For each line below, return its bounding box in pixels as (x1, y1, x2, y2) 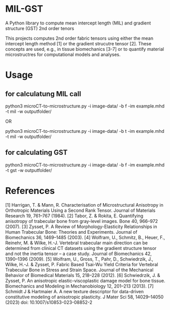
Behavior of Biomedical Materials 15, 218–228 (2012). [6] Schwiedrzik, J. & (5, 272, 160, 278)
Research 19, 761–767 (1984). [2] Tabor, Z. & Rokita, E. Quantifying (5, 212, 144, 219)
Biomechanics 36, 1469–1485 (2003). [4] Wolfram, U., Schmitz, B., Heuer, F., (5, 234, 165, 240)
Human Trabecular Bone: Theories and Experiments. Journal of (5, 229, 138, 235)
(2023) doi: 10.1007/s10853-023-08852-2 (5, 299, 93, 305)
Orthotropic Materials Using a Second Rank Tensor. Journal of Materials (5, 207, 156, 213)
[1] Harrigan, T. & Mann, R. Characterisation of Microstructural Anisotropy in (5, 202, 164, 208)
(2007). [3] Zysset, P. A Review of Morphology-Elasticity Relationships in (5, 223, 157, 230)
